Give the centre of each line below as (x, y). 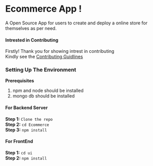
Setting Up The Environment (41, 70)
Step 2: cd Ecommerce (27, 124)
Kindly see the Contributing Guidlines (44, 57)
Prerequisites (20, 81)
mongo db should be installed (44, 96)
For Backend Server (27, 108)
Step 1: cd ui (19, 152)
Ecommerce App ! (44, 9)
